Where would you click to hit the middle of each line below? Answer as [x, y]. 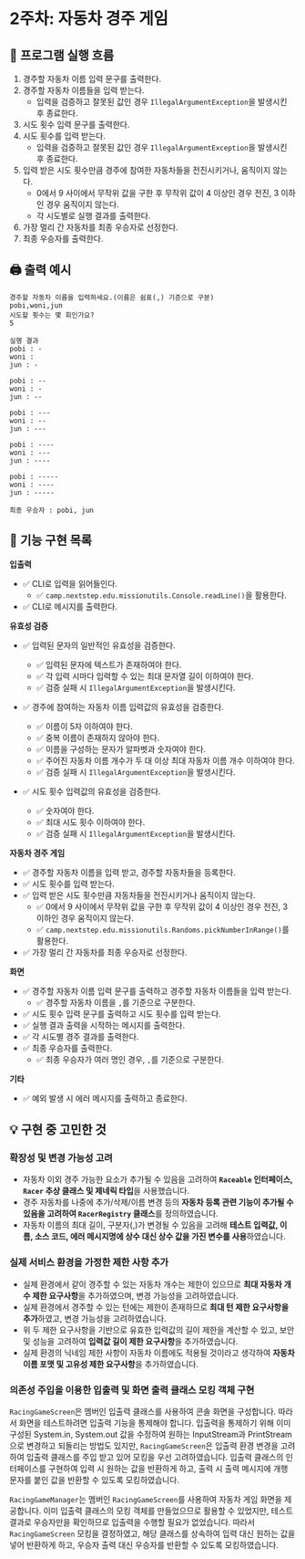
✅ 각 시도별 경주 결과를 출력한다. [81, 1036]
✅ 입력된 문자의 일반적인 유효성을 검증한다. [99, 645]
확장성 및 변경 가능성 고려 [61, 1157]
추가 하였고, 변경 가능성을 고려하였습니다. [94, 1318]
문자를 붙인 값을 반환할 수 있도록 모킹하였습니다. [95, 1480]
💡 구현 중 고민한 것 [58, 1130]
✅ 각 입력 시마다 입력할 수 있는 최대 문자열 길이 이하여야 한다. [145, 675]
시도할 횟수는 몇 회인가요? [52, 315]
